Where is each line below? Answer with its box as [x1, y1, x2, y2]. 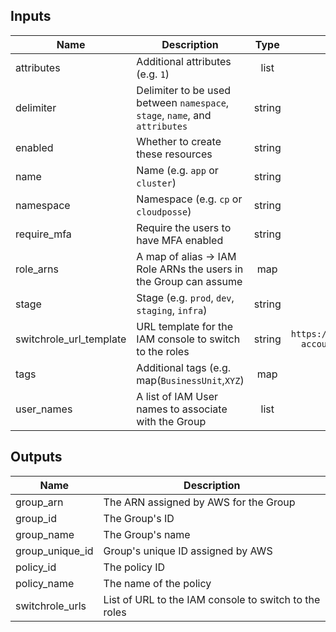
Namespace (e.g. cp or [136, 192, 243, 206]
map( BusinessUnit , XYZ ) [136, 373, 245, 387]
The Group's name [103, 527, 191, 541]
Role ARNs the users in [136, 262, 244, 276]
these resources [136, 147, 213, 161]
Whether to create [136, 134, 222, 148]
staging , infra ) [136, 303, 208, 317]
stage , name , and [136, 108, 212, 122]
